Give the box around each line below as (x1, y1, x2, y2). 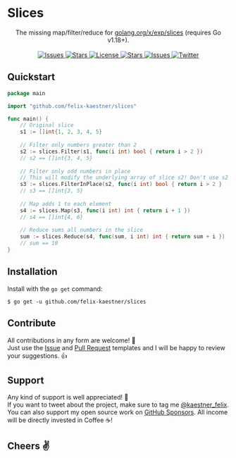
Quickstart (7, 71, 56, 83)
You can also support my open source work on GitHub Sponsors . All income (7, 408, 228, 416)
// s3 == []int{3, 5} (20, 187, 83, 194)
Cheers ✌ (7, 440, 50, 452)
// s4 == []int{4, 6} (20, 213, 83, 221)
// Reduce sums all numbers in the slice (20, 227, 143, 234)
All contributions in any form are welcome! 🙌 (7, 336, 136, 345)
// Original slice (20, 122, 74, 129)
